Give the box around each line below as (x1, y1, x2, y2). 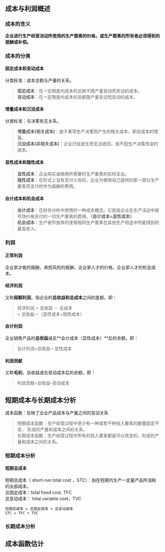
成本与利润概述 (5, 4, 51, 13)
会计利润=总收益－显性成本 (17, 345, 72, 351)
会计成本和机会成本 (5, 195, 44, 201)
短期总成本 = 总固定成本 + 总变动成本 (5, 506, 74, 512)
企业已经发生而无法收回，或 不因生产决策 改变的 (63, 141, 159, 147)
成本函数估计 (5, 540, 44, 548)
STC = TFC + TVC (5, 511, 38, 516)
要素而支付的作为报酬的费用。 (17, 184, 78, 189)
